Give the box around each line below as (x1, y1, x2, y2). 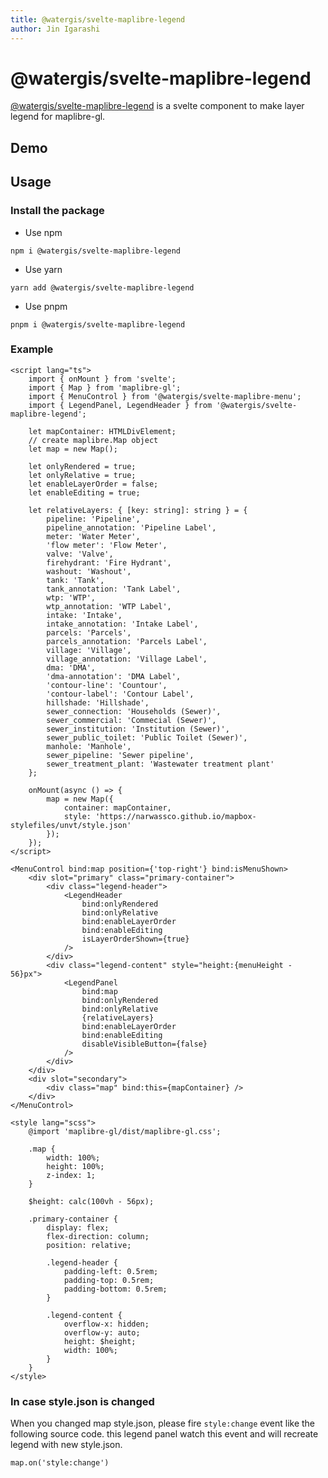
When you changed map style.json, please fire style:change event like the (10, 1417, 316, 1430)
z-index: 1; (46, 1170, 97, 1180)
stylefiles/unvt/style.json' (10, 820, 132, 830)
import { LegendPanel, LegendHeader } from (28, 400, 213, 410)
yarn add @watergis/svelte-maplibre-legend (10, 282, 195, 293)
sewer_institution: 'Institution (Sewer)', (46, 724, 230, 734)
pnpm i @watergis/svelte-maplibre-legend (10, 319, 186, 330)
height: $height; (63, 1336, 137, 1346)
